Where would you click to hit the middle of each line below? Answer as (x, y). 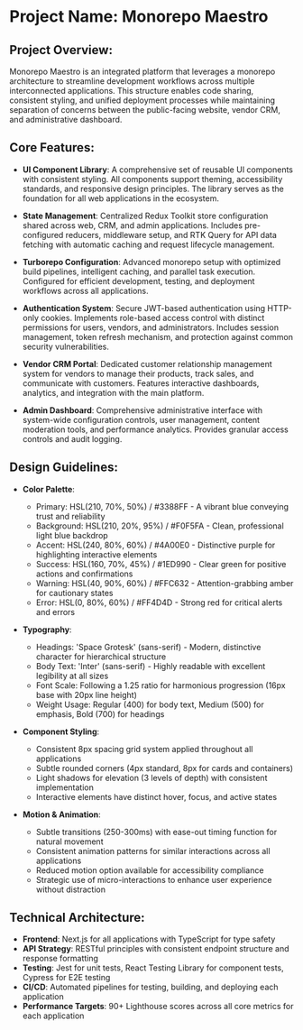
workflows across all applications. (85, 290)
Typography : (47, 630)
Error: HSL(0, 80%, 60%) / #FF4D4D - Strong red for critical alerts (159, 602)
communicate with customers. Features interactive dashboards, (141, 383)
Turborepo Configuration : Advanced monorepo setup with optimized (151, 262)
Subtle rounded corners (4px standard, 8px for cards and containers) (165, 768)
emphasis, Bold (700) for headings (100, 713)
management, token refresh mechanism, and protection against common (157, 336)
